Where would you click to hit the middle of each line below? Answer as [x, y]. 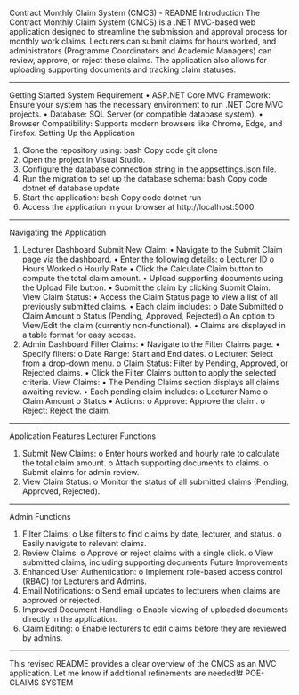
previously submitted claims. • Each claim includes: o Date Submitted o [153, 307]
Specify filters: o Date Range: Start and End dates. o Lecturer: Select [148, 354]
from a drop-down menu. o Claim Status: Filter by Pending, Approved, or [155, 363]
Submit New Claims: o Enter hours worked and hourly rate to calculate [151, 453]
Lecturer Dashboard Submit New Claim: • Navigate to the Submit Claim [152, 250]
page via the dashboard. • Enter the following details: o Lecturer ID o [148, 259]
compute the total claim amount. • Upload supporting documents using [153, 278]
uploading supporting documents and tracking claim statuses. [123, 69]
